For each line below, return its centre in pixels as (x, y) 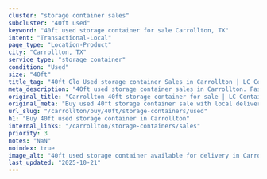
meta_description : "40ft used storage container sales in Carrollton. (128, 89)
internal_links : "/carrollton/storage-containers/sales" (104, 126)
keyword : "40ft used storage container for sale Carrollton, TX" (118, 30)
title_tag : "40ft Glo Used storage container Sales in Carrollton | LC (129, 82)
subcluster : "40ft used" (49, 23)
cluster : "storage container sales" (69, 15)
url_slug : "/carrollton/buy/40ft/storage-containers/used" (108, 112)
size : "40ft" (30, 74)
